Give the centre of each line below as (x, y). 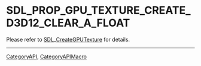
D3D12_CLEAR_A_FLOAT (68, 23)
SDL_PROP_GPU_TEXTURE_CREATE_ (98, 10)
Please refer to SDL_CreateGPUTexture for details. (68, 39)
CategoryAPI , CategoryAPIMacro (46, 56)
